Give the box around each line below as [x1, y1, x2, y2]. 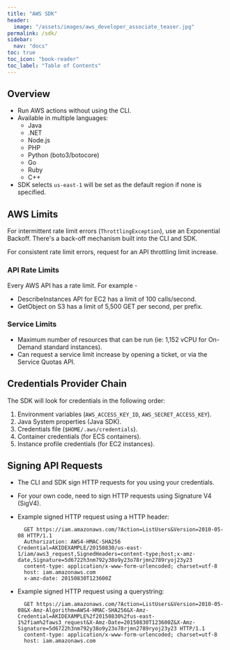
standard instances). [43, 343, 102, 351]
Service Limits [7, 319, 57, 329]
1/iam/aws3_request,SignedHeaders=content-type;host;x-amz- [17, 551, 196, 558]
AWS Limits [7, 208, 59, 220]
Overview [7, 88, 51, 100]
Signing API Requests [7, 460, 103, 472]
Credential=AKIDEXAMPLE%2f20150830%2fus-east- [17, 613, 155, 620]
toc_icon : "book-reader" [7, 56, 79, 63]
